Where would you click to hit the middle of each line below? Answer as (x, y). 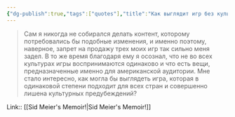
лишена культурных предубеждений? (80, 93)
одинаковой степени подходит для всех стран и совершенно (115, 85)
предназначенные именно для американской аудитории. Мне (117, 71)
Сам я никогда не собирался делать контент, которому (107, 34)
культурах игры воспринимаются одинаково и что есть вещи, (117, 63)
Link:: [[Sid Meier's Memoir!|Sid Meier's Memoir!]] (79, 106)
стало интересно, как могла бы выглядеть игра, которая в (111, 78)
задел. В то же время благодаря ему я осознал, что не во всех (118, 56)
